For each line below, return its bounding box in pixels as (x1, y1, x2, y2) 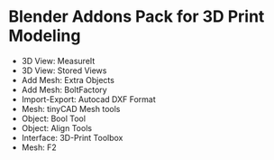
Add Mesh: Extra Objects (21, 74, 114, 85)
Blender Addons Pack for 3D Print (8, 6, 265, 27)
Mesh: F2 (21, 142, 58, 153)
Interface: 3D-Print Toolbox (21, 132, 123, 143)
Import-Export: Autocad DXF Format (21, 93, 157, 105)
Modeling (8, 25, 81, 46)
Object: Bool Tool (21, 113, 87, 124)
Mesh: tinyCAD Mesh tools (21, 103, 121, 114)
